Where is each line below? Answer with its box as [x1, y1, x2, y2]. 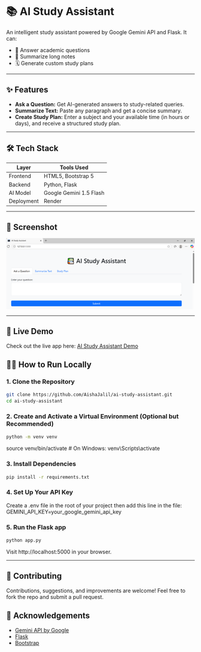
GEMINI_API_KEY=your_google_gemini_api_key [6, 508, 121, 515]
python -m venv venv [6, 434, 58, 440]
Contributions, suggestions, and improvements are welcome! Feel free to [6, 587, 185, 594]
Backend [8, 180, 31, 188]
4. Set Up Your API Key [6, 488, 74, 497]
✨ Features [6, 85, 48, 95]
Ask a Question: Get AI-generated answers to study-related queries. [14, 100, 184, 108]
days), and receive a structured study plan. [14, 120, 121, 127]
